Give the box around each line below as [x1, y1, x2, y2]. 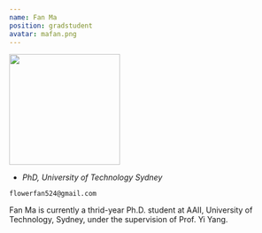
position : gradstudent [9, 21, 93, 30]
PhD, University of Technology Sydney [21, 172, 163, 183]
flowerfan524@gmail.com [9, 190, 97, 198]
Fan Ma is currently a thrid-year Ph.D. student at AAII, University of [9, 205, 253, 215]
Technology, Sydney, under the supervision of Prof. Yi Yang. [9, 214, 228, 225]
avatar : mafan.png [9, 29, 77, 38]
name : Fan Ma [9, 12, 58, 22]
